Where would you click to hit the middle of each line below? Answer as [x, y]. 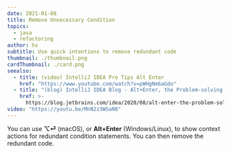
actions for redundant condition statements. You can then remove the [106, 136]
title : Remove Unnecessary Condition [61, 20]
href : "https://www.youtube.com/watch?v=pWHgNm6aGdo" [98, 84]
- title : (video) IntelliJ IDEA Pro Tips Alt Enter [89, 77]
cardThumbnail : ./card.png [46, 64]
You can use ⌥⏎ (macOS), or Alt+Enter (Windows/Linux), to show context [114, 128]
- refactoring [33, 39]
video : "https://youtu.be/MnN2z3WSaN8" [64, 109]
